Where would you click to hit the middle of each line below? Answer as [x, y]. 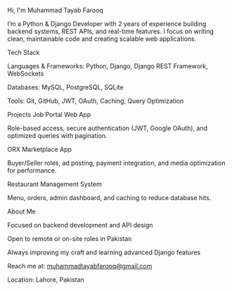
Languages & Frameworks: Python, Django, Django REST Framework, [108, 66]
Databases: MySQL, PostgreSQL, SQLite [66, 87]
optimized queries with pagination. [57, 136]
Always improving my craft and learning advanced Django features [104, 252]
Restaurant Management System [54, 184]
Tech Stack [24, 52]
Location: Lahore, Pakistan [46, 280]
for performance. [32, 171]
